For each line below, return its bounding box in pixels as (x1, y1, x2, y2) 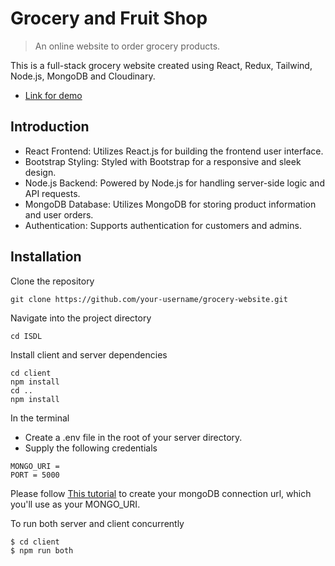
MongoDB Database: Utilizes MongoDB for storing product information (24, 198, 317, 210)
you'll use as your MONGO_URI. (10, 498, 141, 510)
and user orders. (24, 208, 94, 221)
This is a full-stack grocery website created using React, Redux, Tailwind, (10, 59, 313, 71)
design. (24, 166, 57, 178)
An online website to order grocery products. (34, 40, 221, 52)
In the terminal (10, 412, 70, 424)
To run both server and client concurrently (10, 517, 185, 529)
